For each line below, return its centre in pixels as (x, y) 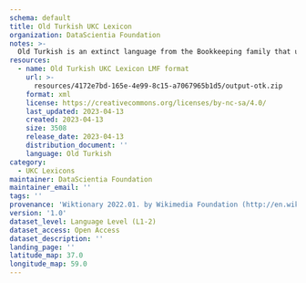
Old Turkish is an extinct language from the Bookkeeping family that (154, 52)
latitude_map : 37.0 (46, 256)
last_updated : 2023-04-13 (75, 111)
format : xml (48, 94)
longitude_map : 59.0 (49, 264)
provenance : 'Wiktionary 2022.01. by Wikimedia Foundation (124, 205)
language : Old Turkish (69, 153)
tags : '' (26, 196)
